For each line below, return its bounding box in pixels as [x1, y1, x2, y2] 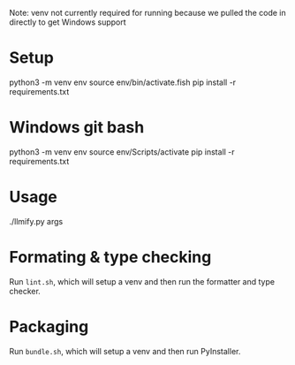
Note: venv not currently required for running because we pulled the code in [9, 8, 287, 18]
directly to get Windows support [9, 17, 126, 27]
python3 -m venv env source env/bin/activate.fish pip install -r [9, 77, 237, 87]
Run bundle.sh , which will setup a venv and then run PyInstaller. [9, 346, 241, 356]
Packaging [9, 316, 89, 337]
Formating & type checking [9, 247, 212, 267]
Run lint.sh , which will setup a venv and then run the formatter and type [9, 276, 276, 286]
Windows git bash [9, 118, 145, 138]
